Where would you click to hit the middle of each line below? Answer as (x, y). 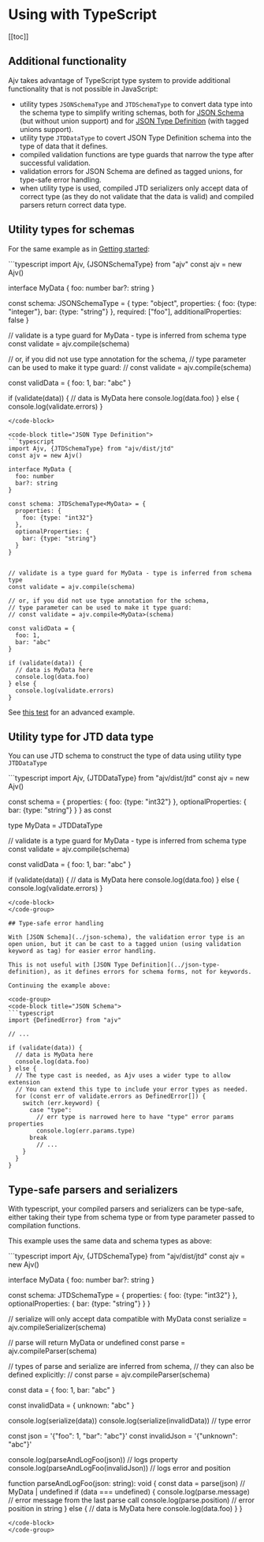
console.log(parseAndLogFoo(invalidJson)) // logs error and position (119, 1468)
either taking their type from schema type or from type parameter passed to (131, 1217)
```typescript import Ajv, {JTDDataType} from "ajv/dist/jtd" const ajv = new (129, 778)
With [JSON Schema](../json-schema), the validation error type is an (126, 937)
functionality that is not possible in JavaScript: (83, 89)
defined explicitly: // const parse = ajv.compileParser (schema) (109, 1375)
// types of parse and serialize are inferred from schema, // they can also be (131, 1367)
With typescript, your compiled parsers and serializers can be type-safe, (126, 1209)
